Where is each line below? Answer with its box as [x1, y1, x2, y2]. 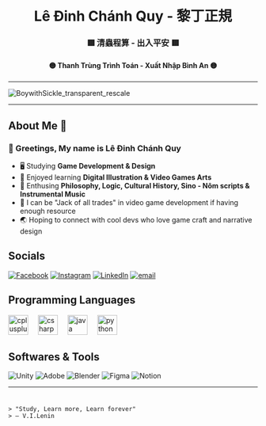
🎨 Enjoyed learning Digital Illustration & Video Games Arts [19, 173, 212, 182]
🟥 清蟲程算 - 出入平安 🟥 [86, 37, 180, 48]
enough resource [19, 207, 77, 215]
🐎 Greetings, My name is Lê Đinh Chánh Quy [8, 143, 182, 154]
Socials [8, 249, 46, 263]
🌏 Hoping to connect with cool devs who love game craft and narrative [19, 215, 253, 224]
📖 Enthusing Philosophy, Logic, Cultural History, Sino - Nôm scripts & [19, 181, 250, 190]
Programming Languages [8, 294, 136, 307]
